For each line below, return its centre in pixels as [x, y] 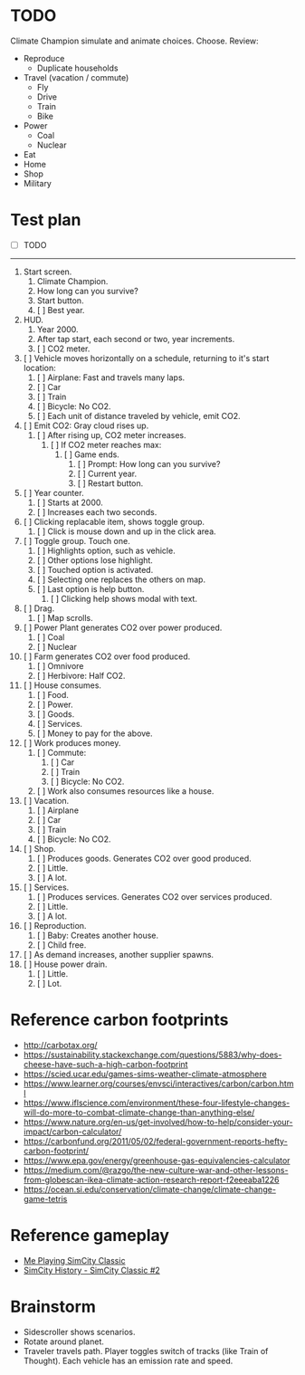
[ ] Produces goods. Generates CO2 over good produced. [144, 858]
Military [38, 183]
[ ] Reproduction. [55, 925]
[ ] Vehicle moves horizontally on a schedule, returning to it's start [146, 358]
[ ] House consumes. [62, 685]
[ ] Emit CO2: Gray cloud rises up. [86, 425]
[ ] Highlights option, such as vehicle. [106, 550]
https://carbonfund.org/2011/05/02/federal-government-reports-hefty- [155, 1141]
